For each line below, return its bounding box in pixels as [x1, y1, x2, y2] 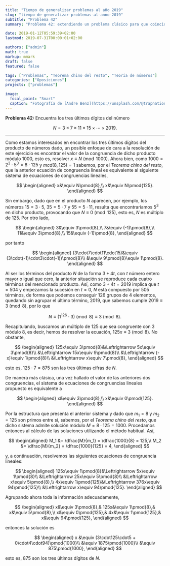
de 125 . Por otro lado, [5, 215, 50, 221]
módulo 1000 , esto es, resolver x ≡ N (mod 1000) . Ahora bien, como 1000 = [5, 156, 163, 162]
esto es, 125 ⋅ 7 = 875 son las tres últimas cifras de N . [5, 365, 117, 371]
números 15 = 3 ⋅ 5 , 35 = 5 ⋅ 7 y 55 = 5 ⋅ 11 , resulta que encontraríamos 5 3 [5, 203, 159, 210]
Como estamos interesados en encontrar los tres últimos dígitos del [5, 139, 146, 145]
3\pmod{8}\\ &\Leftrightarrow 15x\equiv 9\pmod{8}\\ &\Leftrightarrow [10, 349, 155, 355]
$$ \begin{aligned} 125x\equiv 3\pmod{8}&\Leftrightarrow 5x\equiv [15, 344, 155, 350]
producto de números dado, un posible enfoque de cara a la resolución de [5, 144, 160, 151]
